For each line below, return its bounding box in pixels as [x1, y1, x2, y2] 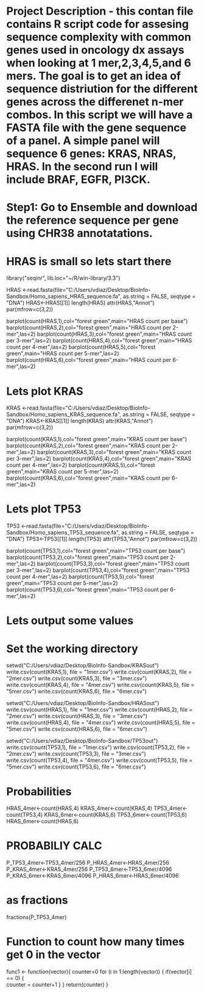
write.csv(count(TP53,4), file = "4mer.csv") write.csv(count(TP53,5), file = [6, 757, 193, 764]
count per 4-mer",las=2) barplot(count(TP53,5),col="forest [6, 573, 154, 580]
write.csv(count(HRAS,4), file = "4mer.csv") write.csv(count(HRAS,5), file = [6, 719, 195, 726]
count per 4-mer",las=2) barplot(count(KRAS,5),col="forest [6, 461, 155, 469]
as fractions [6, 893, 68, 907]
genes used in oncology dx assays [6, 43, 185, 57]
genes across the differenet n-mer [6, 95, 184, 109]
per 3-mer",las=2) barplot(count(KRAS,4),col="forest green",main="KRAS [6, 455, 192, 463]
